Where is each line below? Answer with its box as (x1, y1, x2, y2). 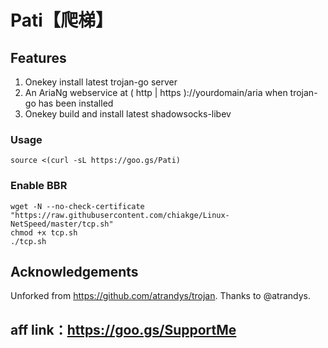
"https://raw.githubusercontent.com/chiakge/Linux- (10, 210, 230, 220)
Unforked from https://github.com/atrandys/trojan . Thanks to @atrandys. (10, 290, 311, 302)
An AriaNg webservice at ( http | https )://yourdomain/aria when (24, 87, 288, 98)
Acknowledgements (10, 263, 139, 280)
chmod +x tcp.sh (10, 227, 78, 238)
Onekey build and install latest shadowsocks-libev (24, 108, 232, 120)
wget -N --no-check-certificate (10, 201, 145, 211)
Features (10, 49, 67, 66)
